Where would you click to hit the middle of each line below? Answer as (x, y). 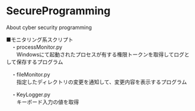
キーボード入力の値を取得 (47, 102)
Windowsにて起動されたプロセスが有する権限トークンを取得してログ (100, 54)
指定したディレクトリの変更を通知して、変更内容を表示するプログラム (102, 82)
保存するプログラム (40, 62)
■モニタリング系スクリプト (40, 39)
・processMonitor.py (37, 47)
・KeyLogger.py (31, 94)
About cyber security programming (49, 27)
